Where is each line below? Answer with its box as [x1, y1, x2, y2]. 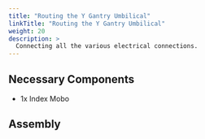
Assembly [8, 117, 61, 131]
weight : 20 [8, 27, 46, 35]
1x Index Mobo [20, 93, 70, 103]
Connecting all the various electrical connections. [15, 42, 198, 50]
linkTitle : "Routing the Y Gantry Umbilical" [8, 20, 165, 28]
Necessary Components [8, 72, 135, 86]
